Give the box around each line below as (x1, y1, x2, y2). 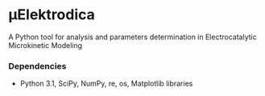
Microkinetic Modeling (8, 40, 83, 50)
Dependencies (8, 60, 67, 71)
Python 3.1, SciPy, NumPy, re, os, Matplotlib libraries (19, 78, 193, 89)
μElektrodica (8, 6, 95, 24)
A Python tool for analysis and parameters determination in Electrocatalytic (8, 32, 258, 42)
